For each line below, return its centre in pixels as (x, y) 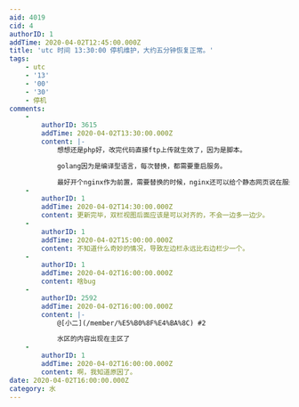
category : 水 (32, 388)
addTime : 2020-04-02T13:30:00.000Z (107, 134)
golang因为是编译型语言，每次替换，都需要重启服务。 (141, 166)
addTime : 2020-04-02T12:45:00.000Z (75, 42)
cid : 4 (21, 26)
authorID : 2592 (69, 298)
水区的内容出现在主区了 (93, 339)
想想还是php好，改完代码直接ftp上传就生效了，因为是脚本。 (152, 150)
